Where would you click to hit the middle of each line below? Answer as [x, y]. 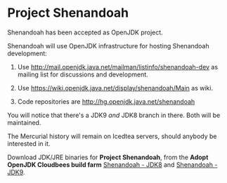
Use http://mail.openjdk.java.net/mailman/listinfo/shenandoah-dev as [118, 67]
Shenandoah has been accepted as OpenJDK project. [85, 32]
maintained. [24, 122]
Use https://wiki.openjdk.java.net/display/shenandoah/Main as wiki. [115, 88]
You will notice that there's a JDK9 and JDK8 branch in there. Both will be [114, 115]
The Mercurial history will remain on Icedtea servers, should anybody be [112, 136]
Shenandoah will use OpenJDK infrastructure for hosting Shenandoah [108, 46]
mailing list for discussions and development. [83, 74]
